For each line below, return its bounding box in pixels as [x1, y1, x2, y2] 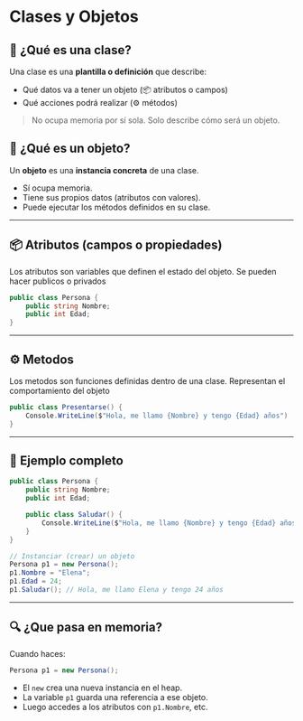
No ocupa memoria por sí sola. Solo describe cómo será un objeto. [31, 115, 280, 126]
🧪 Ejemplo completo [9, 453, 124, 468]
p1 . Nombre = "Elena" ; [9, 568, 91, 577]
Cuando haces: [9, 648, 66, 659]
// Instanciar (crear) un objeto [9, 551, 135, 561]
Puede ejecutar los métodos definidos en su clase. [22, 201, 211, 212]
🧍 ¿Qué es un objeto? [9, 141, 131, 156]
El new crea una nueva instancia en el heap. [22, 682, 183, 693]
